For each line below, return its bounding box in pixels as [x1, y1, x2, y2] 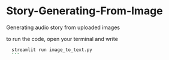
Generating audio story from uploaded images [6, 24, 120, 31]
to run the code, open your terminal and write [6, 35, 119, 42]
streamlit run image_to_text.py [11, 46, 93, 53]
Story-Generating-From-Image [6, 4, 163, 18]
